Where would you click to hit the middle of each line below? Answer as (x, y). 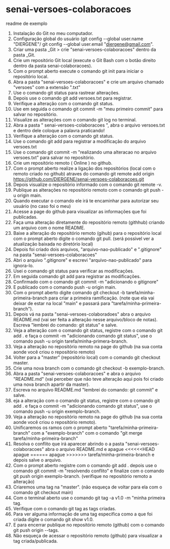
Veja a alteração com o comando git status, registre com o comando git (88, 330)
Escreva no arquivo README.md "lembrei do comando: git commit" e (85, 389)
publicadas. (25, 217)
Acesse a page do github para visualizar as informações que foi (80, 211)
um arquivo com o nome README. (49, 228)
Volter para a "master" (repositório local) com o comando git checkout (87, 357)
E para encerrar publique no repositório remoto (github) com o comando (89, 525)
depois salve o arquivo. (38, 460)
